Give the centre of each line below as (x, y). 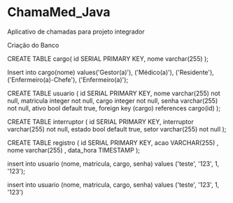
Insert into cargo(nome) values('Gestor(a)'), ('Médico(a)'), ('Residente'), (111, 72)
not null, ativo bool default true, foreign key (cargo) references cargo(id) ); (114, 108)
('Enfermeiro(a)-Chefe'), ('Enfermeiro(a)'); (68, 79)
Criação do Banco (33, 45)
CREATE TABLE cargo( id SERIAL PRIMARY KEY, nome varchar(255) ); (108, 58)
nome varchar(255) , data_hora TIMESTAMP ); (74, 150)
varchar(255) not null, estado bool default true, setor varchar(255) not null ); (117, 129)
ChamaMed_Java (59, 12)
